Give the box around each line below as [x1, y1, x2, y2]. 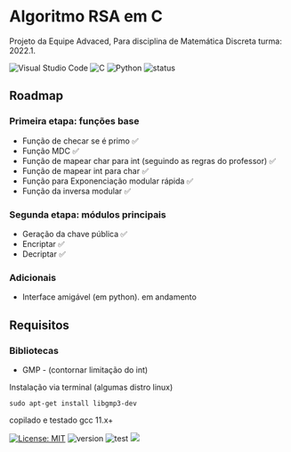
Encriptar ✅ [21, 238, 65, 249]
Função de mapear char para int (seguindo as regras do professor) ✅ [21, 155, 277, 166]
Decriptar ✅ [21, 248, 67, 259]
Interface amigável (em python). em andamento [21, 292, 198, 302]
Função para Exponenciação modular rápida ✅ [21, 176, 194, 186]
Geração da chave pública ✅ [21, 228, 127, 239]
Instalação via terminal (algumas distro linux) [9, 382, 174, 392]
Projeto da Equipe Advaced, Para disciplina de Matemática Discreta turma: [9, 36, 282, 46]
